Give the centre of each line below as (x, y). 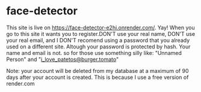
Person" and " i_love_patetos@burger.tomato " (63, 59)
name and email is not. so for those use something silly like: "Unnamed (94, 53)
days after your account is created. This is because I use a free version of (97, 77)
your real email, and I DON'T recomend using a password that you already (98, 40)
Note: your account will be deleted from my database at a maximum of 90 (97, 70)
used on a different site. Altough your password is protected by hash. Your (98, 47)
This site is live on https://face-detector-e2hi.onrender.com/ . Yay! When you (100, 27)
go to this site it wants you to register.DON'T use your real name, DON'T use (101, 33)
